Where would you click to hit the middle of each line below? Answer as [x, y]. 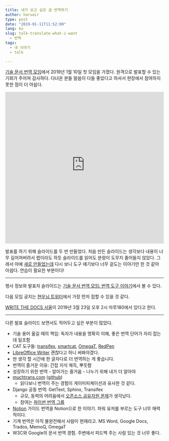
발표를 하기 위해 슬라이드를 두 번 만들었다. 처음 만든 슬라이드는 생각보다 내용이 [82, 251]
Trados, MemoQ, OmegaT [39, 427]
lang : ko [14, 29]
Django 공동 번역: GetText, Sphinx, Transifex [58, 389]
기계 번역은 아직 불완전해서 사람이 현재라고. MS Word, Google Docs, [80, 421]
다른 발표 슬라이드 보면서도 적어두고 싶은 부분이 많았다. [59, 323]
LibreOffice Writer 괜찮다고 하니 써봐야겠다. [56, 352]
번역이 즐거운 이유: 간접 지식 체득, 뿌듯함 [52, 365]
